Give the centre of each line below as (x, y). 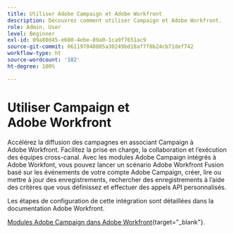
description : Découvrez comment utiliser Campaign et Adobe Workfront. (115, 20)
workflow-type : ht (34, 54)
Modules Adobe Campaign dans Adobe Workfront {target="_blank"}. (106, 222)
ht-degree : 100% (31, 66)
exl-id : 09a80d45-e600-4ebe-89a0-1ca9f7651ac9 (77, 40)
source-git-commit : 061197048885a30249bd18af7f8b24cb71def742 (100, 47)
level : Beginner (31, 34)
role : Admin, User (34, 27)
